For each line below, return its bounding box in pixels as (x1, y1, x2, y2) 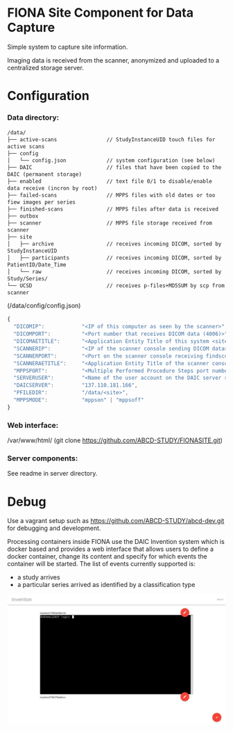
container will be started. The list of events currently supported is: (7, 560, 196, 568)
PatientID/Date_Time (7, 262, 67, 268)
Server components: (7, 453, 78, 463)
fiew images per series (7, 199, 76, 206)
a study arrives (17, 573, 60, 581)
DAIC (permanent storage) (7, 171, 82, 178)
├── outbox (7, 213, 39, 220)
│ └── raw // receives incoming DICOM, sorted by (7, 268, 222, 275)
